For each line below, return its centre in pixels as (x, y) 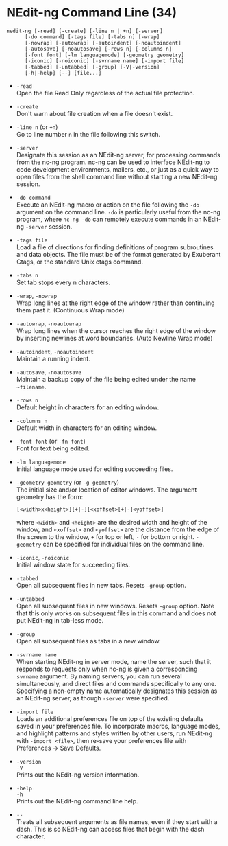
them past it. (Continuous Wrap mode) (70, 310)
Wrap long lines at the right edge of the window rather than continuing (115, 303)
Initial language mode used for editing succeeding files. (94, 469)
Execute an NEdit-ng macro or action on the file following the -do (108, 205)
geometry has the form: (50, 496)
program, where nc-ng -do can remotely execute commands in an (109, 219)
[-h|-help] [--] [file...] (63, 73)
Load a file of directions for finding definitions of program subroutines (115, 247)
